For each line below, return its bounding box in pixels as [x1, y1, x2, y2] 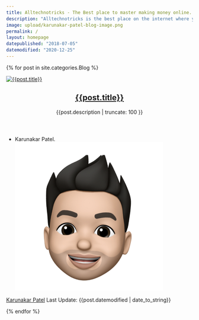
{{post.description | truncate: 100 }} [56, 108, 143, 116]
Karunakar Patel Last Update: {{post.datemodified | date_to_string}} [6, 296, 171, 303]
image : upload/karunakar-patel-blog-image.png [6, 22, 123, 28]
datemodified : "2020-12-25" [6, 47, 76, 53]
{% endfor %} [6, 308, 40, 315]
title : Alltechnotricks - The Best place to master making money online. [6, 9, 192, 15]
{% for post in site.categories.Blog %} [6, 64, 99, 71]
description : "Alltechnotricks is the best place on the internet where [6, 15, 190, 22]
